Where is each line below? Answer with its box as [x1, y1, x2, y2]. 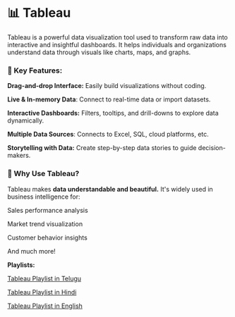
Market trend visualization [7, 219, 83, 228]
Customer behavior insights [7, 233, 88, 242]
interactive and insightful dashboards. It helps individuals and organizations [7, 40, 227, 49]
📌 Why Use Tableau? [7, 169, 80, 179]
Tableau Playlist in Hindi [7, 287, 77, 296]
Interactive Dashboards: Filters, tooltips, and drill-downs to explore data [7, 109, 219, 118]
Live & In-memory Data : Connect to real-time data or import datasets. [7, 95, 211, 104]
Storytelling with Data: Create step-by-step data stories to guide [7, 144, 197, 152]
